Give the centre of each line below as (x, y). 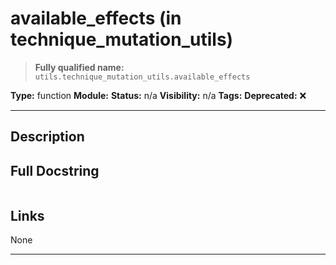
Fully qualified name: (79, 67)
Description (47, 137)
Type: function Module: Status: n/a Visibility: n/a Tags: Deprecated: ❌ (158, 95)
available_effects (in (96, 18)
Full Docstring (55, 170)
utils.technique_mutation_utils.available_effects (142, 77)
